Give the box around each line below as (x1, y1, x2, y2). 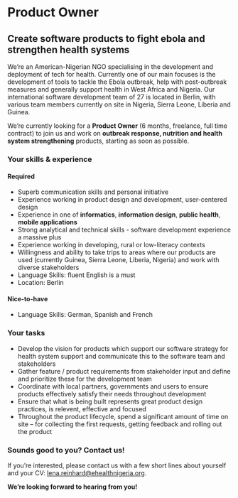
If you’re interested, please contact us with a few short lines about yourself (7, 461, 227, 470)
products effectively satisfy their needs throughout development (17, 389, 207, 398)
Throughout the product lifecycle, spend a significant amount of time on (17, 412, 229, 421)
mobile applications (17, 218, 78, 227)
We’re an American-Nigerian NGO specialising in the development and (7, 63, 214, 71)
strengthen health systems (7, 43, 130, 55)
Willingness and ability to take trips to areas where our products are (17, 248, 216, 256)
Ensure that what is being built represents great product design (17, 397, 203, 406)
